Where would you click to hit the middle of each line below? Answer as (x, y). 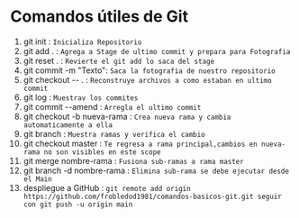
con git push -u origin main (78, 204)
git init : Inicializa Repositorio (82, 41)
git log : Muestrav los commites (81, 97)
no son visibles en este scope (102, 152)
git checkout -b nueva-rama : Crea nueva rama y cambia (127, 116)
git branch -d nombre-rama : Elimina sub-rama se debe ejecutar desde (156, 170)
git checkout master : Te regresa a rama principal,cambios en (140, 143)
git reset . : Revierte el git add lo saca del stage (119, 60)
